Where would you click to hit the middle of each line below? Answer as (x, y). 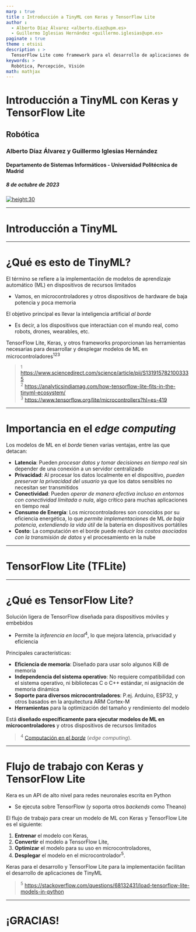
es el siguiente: (24, 824)
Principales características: (39, 653)
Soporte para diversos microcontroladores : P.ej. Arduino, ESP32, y (96, 695)
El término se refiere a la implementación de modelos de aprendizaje (88, 279)
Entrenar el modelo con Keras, (51, 836)
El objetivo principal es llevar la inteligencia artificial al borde (79, 314)
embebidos (20, 623)
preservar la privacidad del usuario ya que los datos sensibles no (93, 482)
